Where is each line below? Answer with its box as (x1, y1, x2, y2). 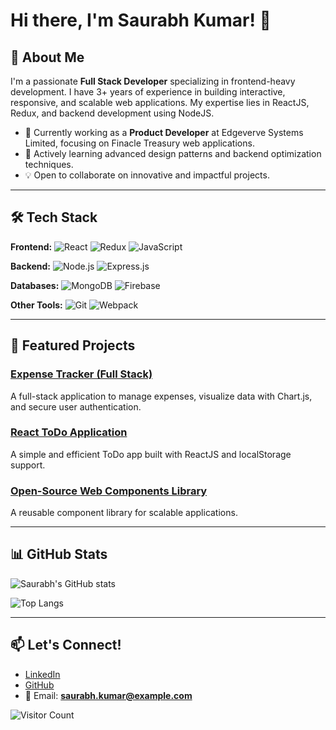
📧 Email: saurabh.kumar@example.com (24, 689, 193, 701)
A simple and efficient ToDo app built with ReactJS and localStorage (10, 448, 292, 460)
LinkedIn (24, 668, 61, 680)
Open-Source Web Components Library (10, 484, 208, 498)
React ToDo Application (10, 425, 128, 439)
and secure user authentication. (10, 400, 142, 413)
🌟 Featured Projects (10, 337, 136, 354)
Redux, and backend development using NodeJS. (10, 107, 215, 119)
